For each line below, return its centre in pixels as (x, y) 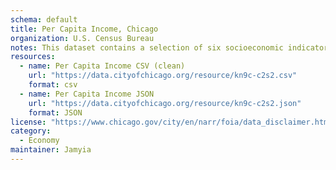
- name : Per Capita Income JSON (87, 94)
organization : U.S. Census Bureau (82, 38)
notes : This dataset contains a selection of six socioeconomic (147, 47)
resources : (33, 57)
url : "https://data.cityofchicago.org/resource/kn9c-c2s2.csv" (163, 76)
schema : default (44, 19)
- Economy (39, 141)
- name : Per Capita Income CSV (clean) (102, 66)
